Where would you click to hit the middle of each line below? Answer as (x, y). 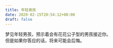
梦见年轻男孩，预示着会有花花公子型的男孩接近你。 (58, 34)
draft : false (19, 19)
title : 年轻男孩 (21, 10)
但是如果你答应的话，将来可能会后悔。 (45, 40)
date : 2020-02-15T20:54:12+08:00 (40, 15)
